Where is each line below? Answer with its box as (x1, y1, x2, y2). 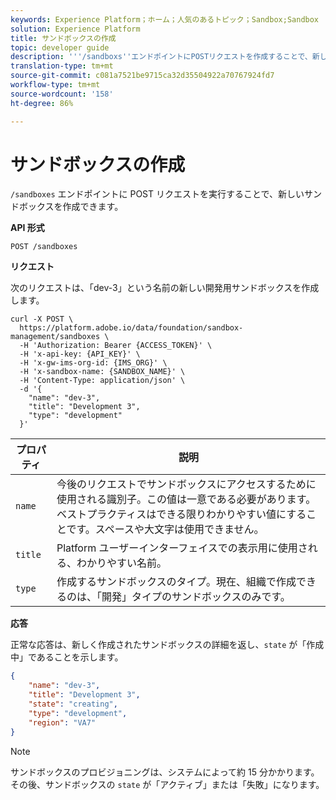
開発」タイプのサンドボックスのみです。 (101, 590, 291, 604)
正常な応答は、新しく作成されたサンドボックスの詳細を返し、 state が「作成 (10, 639, 325, 651)
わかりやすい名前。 (76, 556, 167, 570)
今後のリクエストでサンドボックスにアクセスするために (56, 477, 317, 491)
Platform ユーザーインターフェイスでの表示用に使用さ (56, 541, 308, 555)
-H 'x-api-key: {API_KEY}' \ (19, 349, 141, 360)
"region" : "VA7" (28, 717, 97, 728)
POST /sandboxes (10, 242, 78, 252)
